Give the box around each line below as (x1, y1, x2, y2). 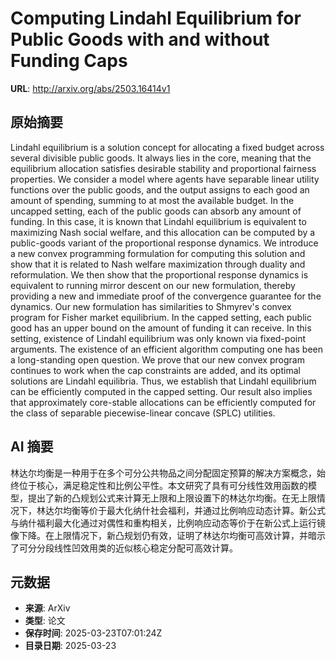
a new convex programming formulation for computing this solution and (10, 247, 306, 259)
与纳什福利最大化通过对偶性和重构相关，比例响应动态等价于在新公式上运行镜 (10, 517, 326, 529)
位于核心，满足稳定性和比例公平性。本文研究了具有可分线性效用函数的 (18, 479, 308, 491)
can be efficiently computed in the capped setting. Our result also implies (10, 385, 313, 397)
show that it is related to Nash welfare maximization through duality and (10, 258, 306, 270)
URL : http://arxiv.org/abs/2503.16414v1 (10, 82, 171, 94)
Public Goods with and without (10, 28, 270, 51)
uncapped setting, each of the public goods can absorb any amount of (10, 205, 302, 217)
